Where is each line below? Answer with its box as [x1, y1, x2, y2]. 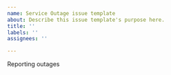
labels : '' [7, 29, 39, 36]
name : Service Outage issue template [7, 10, 116, 17]
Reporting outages [7, 60, 60, 68]
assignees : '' [7, 35, 48, 42]
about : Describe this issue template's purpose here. [7, 16, 165, 23]
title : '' [7, 22, 36, 29]
